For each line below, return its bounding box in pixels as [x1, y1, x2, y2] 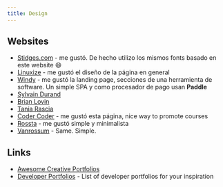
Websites [7, 36, 49, 47]
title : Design [7, 10, 48, 17]
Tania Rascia [17, 104, 54, 113]
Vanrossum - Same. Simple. [17, 126, 97, 135]
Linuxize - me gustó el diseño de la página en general [17, 68, 171, 76]
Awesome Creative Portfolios [17, 165, 100, 173]
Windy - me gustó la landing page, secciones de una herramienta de [17, 76, 213, 84]
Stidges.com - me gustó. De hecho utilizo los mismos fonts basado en [17, 54, 217, 62]
